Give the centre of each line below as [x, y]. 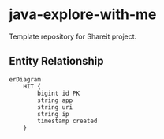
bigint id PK [59, 93]
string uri [55, 107]
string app [55, 100]
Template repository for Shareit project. [73, 36]
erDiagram [25, 79]
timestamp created [67, 121]
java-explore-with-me [83, 15]
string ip [53, 114]
